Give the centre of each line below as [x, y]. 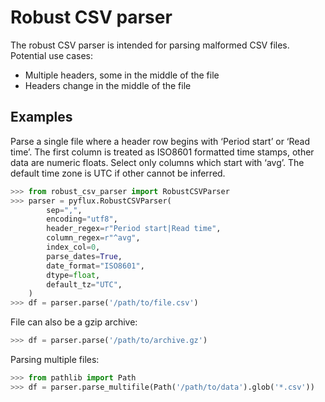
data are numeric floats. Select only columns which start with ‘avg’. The [157, 162]
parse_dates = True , [84, 256]
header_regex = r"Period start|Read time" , [134, 229]
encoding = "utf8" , [82, 219]
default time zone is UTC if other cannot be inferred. [118, 173]
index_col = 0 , [73, 247]
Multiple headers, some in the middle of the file [122, 75]
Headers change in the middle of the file [108, 85]
